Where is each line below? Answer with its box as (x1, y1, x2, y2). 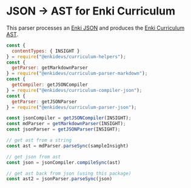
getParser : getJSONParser (12, 99, 78, 105)
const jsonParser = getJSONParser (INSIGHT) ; (6, 126, 121, 132)
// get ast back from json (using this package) (6, 170, 132, 177)
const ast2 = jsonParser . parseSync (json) (6, 176, 113, 182)
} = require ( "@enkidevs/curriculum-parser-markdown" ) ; (6, 71, 148, 77)
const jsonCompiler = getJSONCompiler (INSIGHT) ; (6, 115, 132, 122)
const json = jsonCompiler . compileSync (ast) (6, 159, 121, 166)
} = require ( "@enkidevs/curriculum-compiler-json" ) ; (6, 87, 142, 93)
